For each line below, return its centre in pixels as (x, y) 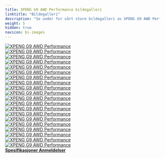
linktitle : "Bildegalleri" (33, 14)
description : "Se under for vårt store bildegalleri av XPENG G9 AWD (78, 19)
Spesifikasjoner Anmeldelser (35, 150)
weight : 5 (15, 23)
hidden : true (18, 28)
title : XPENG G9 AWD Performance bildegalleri (54, 10)
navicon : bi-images (25, 32)
